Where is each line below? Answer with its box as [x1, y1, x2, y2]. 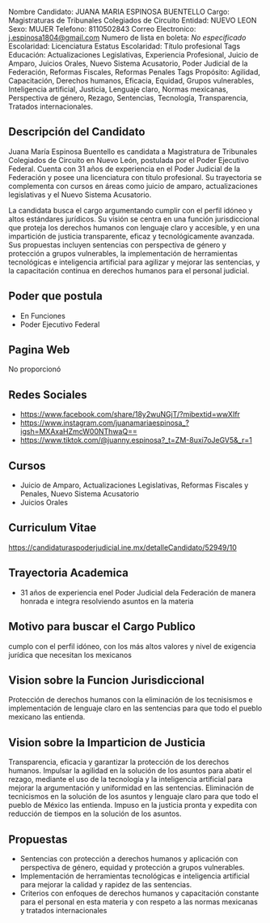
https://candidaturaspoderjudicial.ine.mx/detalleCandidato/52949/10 [8, 543, 237, 552]
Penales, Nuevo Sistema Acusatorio [19, 489, 140, 499]
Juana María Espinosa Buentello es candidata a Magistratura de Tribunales [8, 146, 258, 157]
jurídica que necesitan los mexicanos [8, 650, 132, 659]
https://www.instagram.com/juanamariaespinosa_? [19, 418, 190, 428]
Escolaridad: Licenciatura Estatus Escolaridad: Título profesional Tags [8, 41, 241, 51]
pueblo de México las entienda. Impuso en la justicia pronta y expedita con [8, 801, 257, 810]
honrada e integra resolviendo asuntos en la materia [19, 596, 194, 606]
